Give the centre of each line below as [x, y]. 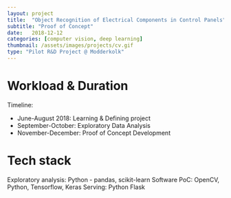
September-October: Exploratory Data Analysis [84, 125]
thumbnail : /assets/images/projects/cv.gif [70, 45]
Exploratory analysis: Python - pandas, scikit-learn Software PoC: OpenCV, [113, 179]
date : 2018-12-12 [35, 33]
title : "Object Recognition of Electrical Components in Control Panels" [117, 20]
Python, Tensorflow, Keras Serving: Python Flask [76, 187]
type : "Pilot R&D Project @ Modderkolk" [66, 52]
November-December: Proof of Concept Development [93, 133]
